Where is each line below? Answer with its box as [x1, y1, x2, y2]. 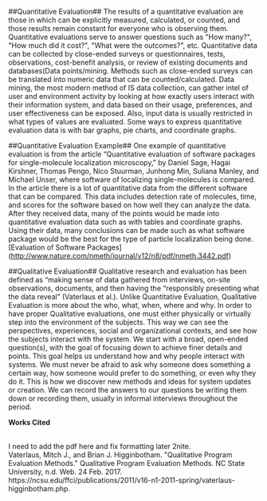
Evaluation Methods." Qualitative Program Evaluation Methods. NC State [8, 459, 245, 467]
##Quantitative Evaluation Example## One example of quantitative [8, 141, 226, 150]
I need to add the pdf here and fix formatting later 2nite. [8, 442, 191, 451]
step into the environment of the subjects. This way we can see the [8, 318, 229, 326]
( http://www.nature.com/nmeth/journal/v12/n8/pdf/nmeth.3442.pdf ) [8, 251, 232, 260]
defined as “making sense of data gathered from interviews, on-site [8, 275, 231, 284]
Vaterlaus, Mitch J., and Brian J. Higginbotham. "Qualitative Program [8, 450, 233, 460]
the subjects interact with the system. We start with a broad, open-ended [8, 334, 249, 344]
